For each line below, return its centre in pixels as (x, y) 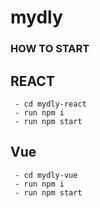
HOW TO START (50, 49)
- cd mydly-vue (46, 175)
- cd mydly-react (50, 104)
